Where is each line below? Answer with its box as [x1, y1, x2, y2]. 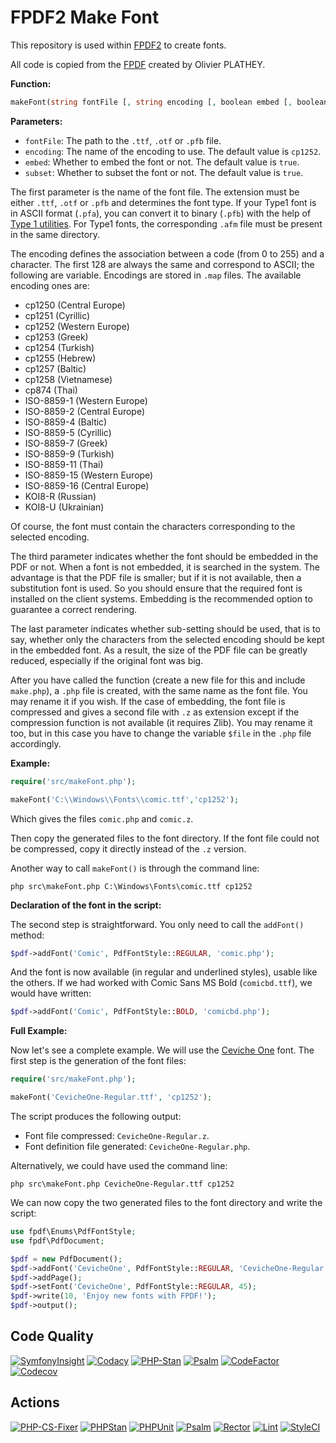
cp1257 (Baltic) [24, 362, 87, 375]
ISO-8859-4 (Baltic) [24, 416, 108, 428]
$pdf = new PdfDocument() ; [10, 1254, 123, 1264]
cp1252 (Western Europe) [24, 320, 130, 332]
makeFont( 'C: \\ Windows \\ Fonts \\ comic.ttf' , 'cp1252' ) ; [10, 794, 240, 805]
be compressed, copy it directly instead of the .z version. [10, 842, 247, 855]
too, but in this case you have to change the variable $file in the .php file [10, 727, 312, 739]
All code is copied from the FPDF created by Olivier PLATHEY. [10, 58, 266, 70]
